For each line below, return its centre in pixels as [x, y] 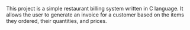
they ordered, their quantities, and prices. [57, 21]
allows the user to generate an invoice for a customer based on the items [95, 15]
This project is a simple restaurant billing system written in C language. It [95, 9]
